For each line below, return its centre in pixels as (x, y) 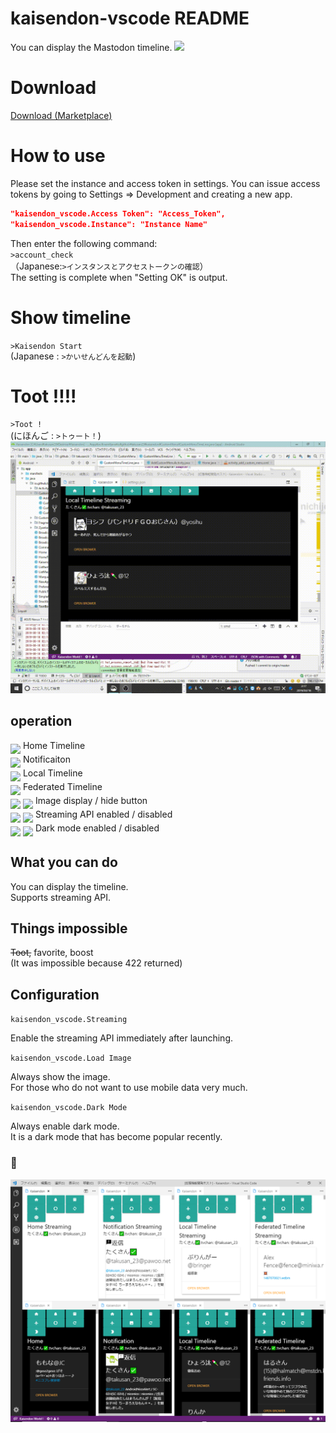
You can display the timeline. (69, 886)
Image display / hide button (91, 800)
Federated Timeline (62, 786)
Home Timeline (54, 745)
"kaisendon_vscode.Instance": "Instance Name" (109, 224)
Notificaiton (46, 759)
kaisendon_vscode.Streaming (69, 1020)
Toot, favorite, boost (52, 953)
